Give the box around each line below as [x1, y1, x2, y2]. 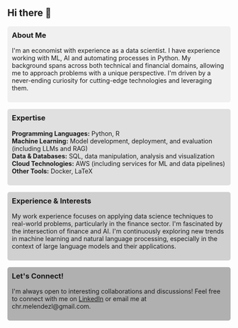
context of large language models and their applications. [11, 242, 177, 250]
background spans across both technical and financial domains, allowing [11, 61, 225, 70]
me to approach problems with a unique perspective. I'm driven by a [11, 69, 211, 78]
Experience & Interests [11, 196, 92, 206]
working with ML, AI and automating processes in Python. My [11, 54, 191, 62]
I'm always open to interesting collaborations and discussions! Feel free [11, 287, 221, 295]
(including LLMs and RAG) [11, 144, 89, 153]
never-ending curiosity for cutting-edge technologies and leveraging [11, 76, 212, 85]
